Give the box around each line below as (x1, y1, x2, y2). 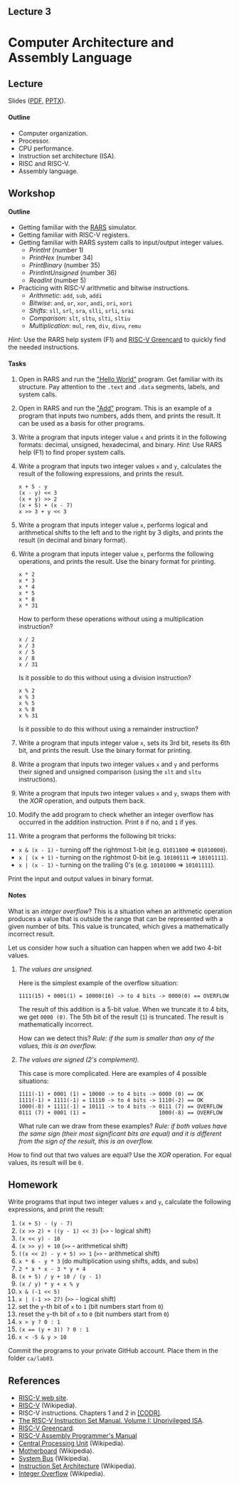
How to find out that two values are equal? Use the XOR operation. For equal (8, 1151, 232, 1159)
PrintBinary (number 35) (28, 261, 100, 269)
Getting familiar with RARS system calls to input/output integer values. (18, 238, 224, 247)
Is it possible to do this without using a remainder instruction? (18, 725, 198, 734)
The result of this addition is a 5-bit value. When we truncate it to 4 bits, (18, 1004, 229, 1013)
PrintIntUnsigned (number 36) (28, 269, 117, 277)
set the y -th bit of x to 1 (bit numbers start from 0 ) (18, 1302, 164, 1311)
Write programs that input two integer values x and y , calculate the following (8, 1198, 231, 1206)
